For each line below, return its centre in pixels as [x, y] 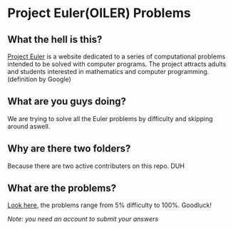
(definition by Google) [39, 79]
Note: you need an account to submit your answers [83, 219]
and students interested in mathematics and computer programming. [108, 72]
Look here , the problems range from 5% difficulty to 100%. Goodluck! [110, 205]
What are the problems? [62, 188]
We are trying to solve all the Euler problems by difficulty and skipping [110, 118]
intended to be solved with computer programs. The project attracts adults [117, 64]
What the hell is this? [55, 40]
